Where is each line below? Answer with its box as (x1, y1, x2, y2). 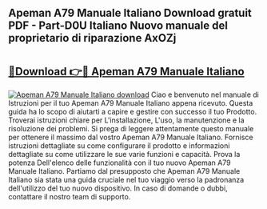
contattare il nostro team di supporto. (8, 192, 131, 201)
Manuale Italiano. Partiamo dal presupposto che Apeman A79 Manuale (8, 167, 241, 175)
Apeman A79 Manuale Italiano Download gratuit (8, 6, 252, 20)
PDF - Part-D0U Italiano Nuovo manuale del (8, 19, 228, 33)
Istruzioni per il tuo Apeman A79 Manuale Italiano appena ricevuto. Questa (8, 98, 253, 107)
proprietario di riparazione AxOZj (8, 31, 177, 45)
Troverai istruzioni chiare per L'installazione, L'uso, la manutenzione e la (8, 115, 245, 125)
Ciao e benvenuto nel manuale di (150, 90, 260, 99)
